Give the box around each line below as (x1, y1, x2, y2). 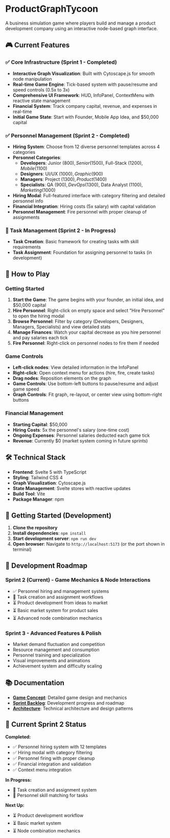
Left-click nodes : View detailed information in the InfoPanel (12, 364, 139, 370)
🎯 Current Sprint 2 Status (5, 720, 87, 729)
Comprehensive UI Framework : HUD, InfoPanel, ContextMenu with (12, 92, 155, 98)
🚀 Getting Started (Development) (5, 511, 112, 520)
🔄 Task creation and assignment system (12, 786, 97, 793)
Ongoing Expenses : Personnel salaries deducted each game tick (12, 432, 150, 438)
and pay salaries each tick (12, 334, 68, 340)
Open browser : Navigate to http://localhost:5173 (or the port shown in (12, 541, 165, 547)
